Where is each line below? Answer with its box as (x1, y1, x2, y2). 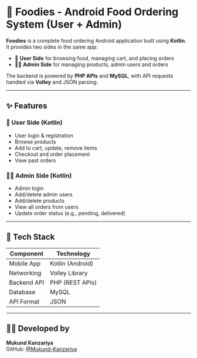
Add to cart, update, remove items (14, 144, 98, 151)
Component (9, 249, 44, 257)
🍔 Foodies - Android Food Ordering (6, 5, 179, 19)
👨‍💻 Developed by (6, 323, 70, 333)
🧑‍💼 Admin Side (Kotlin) (6, 171, 72, 179)
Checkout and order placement (14, 151, 90, 158)
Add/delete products (14, 197, 65, 204)
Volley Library (49, 269, 88, 277)
